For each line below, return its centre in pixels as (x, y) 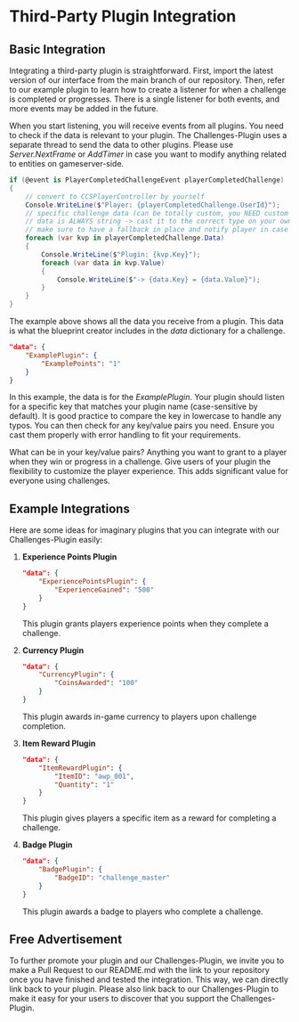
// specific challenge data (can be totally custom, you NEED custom (157, 213)
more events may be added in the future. (84, 108)
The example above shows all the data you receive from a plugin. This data (147, 321)
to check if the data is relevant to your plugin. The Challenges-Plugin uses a (148, 135)
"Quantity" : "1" (85, 785)
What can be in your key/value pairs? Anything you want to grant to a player (148, 453)
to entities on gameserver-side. (67, 164)
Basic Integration (57, 49)
